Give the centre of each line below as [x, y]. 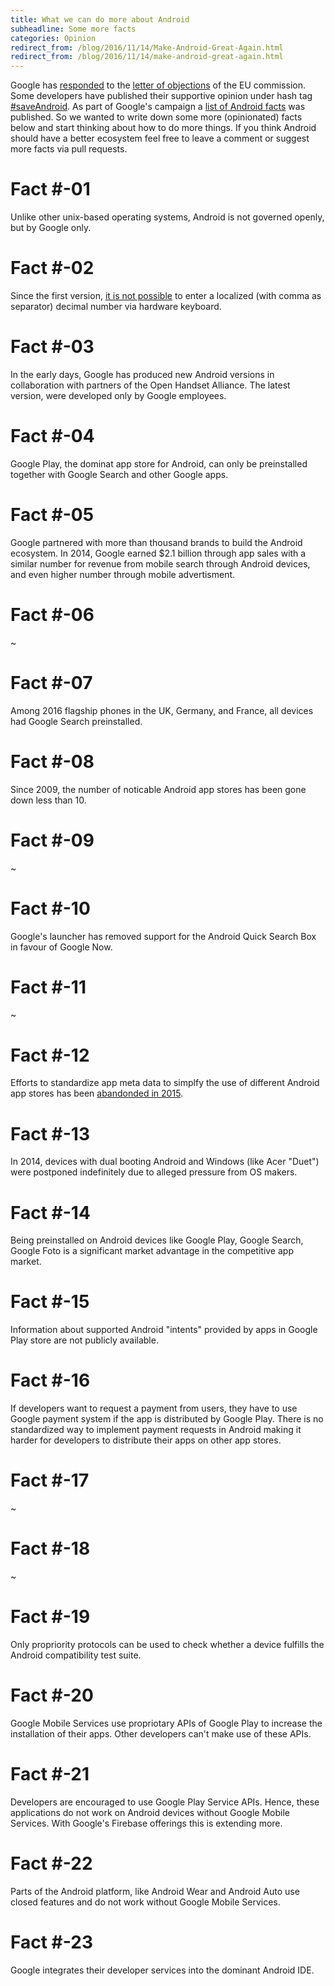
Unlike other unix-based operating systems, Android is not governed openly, [167, 217]
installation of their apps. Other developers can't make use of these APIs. [161, 1733]
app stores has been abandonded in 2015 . [97, 1093]
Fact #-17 [50, 1480]
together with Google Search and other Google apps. [119, 474]
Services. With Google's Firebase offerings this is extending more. [146, 1823]
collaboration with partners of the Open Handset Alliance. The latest [150, 385]
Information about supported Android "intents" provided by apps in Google [164, 1330]
